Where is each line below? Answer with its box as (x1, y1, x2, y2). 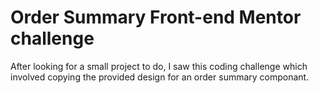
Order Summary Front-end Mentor (10, 6, 302, 29)
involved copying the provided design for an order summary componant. (10, 71, 310, 83)
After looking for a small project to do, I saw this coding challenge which (10, 60, 308, 72)
